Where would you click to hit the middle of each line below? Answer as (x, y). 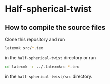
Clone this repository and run (35, 39)
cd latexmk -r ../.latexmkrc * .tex (42, 67)
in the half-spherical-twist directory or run (51, 57)
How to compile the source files (55, 27)
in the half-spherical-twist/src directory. (49, 76)
